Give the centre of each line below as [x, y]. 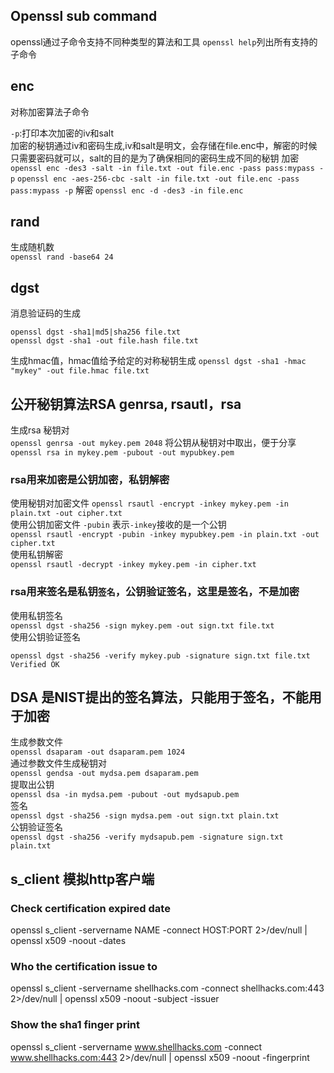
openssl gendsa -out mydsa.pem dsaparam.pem [104, 774]
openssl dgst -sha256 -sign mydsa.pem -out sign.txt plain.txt [145, 816]
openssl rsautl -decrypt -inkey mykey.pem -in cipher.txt [133, 565]
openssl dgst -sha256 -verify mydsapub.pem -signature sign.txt [147, 837]
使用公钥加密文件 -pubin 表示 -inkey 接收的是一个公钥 [118, 525]
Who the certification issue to [84, 967]
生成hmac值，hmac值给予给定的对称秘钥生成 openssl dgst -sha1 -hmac [158, 361]
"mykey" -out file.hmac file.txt [80, 371]
